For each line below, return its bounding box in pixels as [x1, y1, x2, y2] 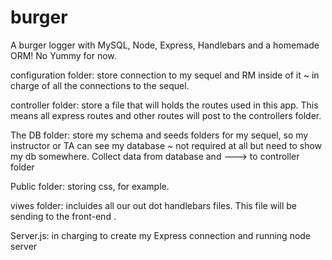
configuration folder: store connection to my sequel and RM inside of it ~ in [10, 69, 320, 81]
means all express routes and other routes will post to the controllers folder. [10, 109, 322, 121]
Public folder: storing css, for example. [10, 180, 170, 192]
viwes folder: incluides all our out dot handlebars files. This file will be [10, 199, 297, 211]
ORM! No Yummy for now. [10, 49, 117, 61]
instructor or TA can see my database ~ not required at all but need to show [10, 139, 323, 151]
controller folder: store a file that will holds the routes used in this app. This [10, 99, 319, 111]
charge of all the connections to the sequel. [10, 79, 190, 91]
